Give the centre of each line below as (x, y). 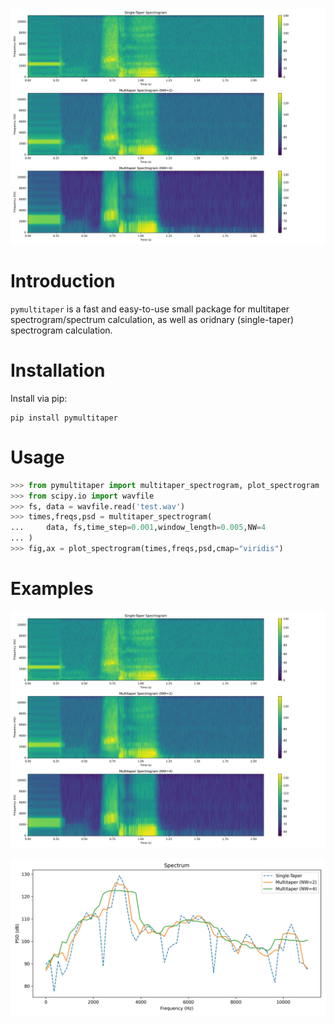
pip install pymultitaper (64, 418)
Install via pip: (39, 398)
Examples (52, 589)
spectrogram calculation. (61, 330)
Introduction (63, 281)
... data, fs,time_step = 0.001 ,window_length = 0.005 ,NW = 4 (138, 528)
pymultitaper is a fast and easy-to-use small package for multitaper (150, 309)
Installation (58, 370)
